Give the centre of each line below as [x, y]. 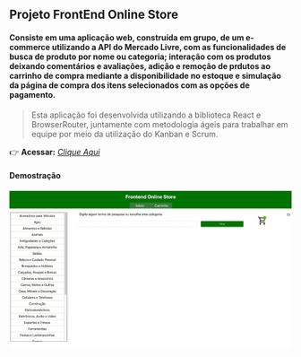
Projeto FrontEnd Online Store [94, 15]
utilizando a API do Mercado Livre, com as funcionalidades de [169, 47]
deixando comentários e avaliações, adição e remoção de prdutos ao [140, 65]
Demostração [35, 176]
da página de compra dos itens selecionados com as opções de [130, 85]
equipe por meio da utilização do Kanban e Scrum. [125, 134]
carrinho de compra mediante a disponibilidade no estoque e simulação [146, 75]
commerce [30, 47]
